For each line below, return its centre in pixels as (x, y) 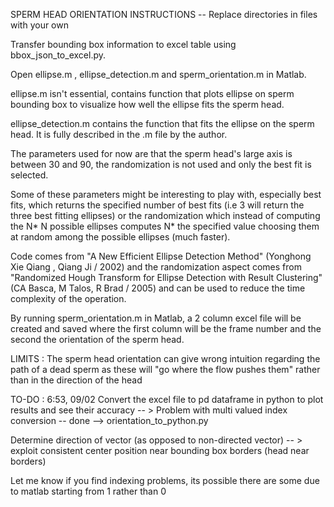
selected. (29, 175)
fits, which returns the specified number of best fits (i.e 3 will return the (157, 205)
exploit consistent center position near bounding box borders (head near (160, 450)
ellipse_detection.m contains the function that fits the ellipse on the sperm (162, 123)
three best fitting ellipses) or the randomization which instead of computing (165, 215)
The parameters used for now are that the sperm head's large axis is (151, 153)
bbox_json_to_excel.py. (58, 55)
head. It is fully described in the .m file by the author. (119, 134)
